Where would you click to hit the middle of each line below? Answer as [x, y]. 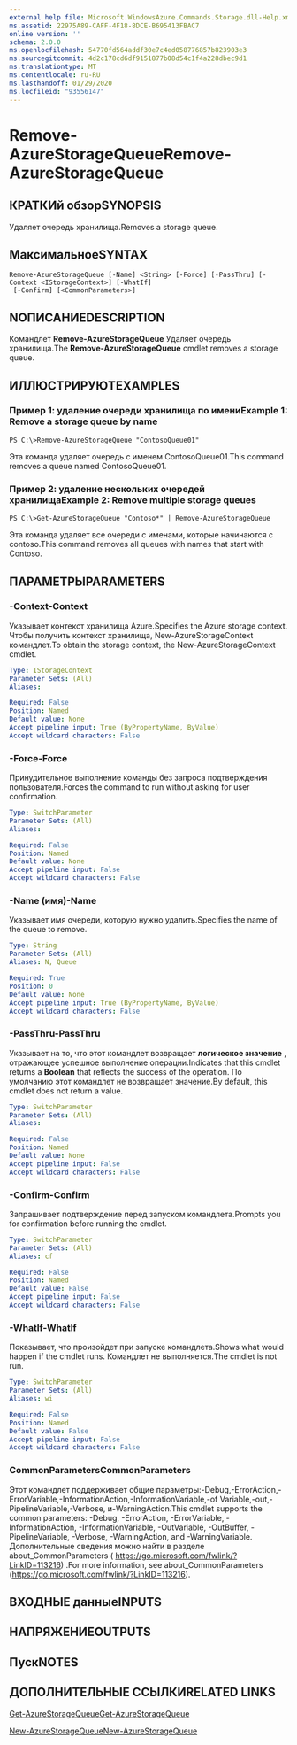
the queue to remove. [48, 930]
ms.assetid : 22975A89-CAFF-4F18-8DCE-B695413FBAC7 [104, 26]
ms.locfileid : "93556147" [57, 91]
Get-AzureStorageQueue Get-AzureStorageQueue [99, 1713]
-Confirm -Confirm [49, 1194]
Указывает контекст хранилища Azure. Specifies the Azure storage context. [148, 626]
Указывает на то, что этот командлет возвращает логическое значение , [148, 1053]
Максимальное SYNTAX [79, 255]
